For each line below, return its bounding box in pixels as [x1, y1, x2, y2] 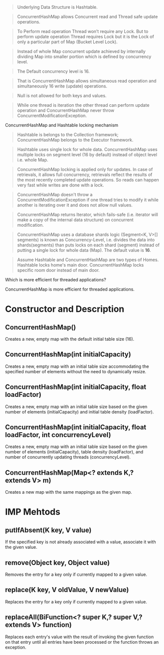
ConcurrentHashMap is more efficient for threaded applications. [5, 286, 135, 292]
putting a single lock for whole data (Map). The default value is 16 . [17, 247, 151, 253]
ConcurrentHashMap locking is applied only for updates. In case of [17, 167, 153, 172]
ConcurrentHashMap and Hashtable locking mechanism [5, 122, 119, 128]
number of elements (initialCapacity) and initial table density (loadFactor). [5, 409, 154, 415]
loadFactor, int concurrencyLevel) [5, 431, 111, 439]
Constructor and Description [5, 303, 124, 315]
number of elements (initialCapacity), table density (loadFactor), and [5, 449, 143, 455]
